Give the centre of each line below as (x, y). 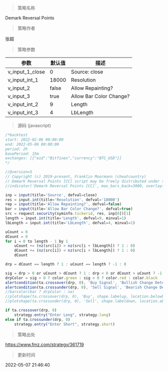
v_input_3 (19, 96)
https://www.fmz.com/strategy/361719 (44, 344)
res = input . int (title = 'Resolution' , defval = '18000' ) (62, 200)
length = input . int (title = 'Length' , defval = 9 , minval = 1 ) (66, 218)
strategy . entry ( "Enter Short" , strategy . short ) (64, 324)
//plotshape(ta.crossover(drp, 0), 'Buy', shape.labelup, (67, 297)
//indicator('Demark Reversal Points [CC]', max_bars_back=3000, (74, 186)
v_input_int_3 (23, 112)
